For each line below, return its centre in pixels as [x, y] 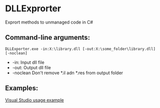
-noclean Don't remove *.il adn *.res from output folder [68, 73]
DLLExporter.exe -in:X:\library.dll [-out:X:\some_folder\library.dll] [80, 49]
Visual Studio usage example [35, 100]
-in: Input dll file [28, 62]
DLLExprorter [33, 9]
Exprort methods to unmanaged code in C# [49, 22]
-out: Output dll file [31, 67]
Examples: [22, 88]
